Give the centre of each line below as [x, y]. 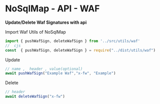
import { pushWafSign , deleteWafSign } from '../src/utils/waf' [73, 41]
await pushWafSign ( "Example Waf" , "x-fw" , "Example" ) [60, 73]
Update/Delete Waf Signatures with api [46, 22]
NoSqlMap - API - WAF [53, 9]
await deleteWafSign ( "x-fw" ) [35, 97]
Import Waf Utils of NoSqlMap [36, 32]
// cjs [13, 46]
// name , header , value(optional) [44, 69]
